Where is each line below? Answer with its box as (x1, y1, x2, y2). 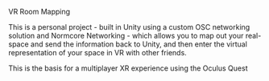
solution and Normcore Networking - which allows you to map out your (8, 31, 244, 40)
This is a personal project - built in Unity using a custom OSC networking (8, 22, 250, 31)
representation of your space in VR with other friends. (8, 48, 187, 57)
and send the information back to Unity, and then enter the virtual (31, 39, 248, 49)
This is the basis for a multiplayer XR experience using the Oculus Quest (8, 63, 248, 73)
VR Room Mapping (8, 7, 71, 16)
